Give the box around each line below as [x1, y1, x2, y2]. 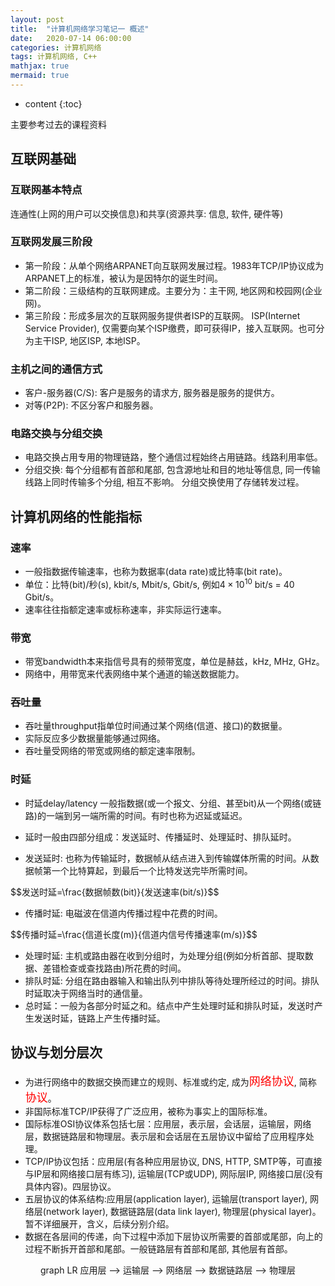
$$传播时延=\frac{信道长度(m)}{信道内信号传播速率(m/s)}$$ [10, 928, 258, 940]
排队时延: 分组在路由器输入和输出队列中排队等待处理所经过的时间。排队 [24, 974, 320, 986]
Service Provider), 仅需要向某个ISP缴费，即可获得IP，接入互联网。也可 [24, 322, 317, 334]
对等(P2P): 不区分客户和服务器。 [24, 399, 159, 411]
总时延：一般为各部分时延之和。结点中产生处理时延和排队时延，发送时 [24, 999, 315, 1011]
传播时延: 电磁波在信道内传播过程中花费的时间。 [24, 907, 223, 919]
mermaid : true [10, 71, 70, 81]
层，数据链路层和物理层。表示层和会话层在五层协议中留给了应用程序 [24, 1130, 306, 1142]
